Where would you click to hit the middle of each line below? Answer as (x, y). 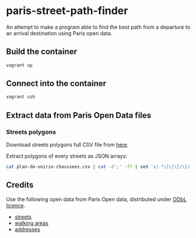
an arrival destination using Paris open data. (59, 33)
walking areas (31, 223)
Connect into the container (56, 84)
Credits (20, 185)
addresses (27, 229)
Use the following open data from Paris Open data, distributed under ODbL (96, 199)
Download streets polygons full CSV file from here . (67, 144)
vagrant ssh (21, 97)
